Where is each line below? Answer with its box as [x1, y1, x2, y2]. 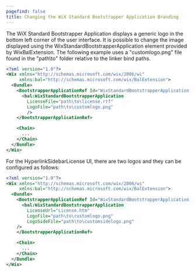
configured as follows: [6, 164, 60, 171]
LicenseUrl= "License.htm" [27, 208, 90, 213]
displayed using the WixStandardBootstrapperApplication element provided [6, 42, 187, 50]
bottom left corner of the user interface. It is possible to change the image [6, 36, 184, 43]
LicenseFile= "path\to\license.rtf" [27, 99, 114, 104]
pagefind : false [6, 8, 46, 15]
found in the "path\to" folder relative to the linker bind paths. [6, 55, 151, 62]
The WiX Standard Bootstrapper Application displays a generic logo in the [6, 30, 184, 37]
